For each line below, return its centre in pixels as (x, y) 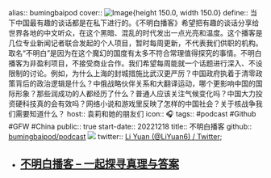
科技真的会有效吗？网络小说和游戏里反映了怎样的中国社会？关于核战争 (139, 104)
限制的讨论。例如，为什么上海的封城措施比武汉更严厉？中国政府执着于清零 (132, 73)
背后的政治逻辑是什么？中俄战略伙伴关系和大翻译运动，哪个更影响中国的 (135, 83)
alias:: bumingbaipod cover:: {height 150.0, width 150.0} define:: (128, 13)
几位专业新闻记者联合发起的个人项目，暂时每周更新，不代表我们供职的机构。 (135, 43)
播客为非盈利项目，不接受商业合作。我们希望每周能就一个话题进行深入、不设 (135, 63)
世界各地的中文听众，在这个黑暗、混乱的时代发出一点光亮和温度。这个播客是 (135, 33)
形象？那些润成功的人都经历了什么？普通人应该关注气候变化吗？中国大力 (135, 93)
